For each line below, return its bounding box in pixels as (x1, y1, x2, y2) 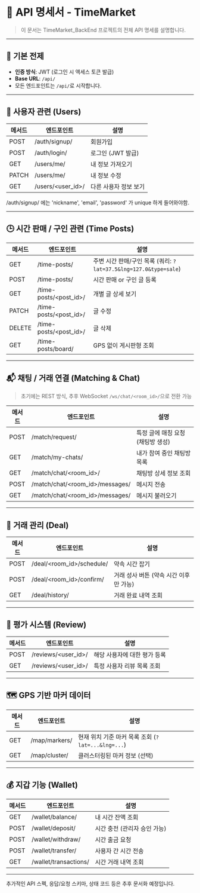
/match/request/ (31, 433, 77, 441)
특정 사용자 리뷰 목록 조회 (93, 662, 161, 670)
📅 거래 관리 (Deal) (6, 520, 69, 530)
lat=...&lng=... (78, 742, 124, 748)
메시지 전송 (136, 481, 165, 489)
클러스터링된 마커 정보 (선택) (78, 751, 154, 760)
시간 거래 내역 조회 (95, 858, 144, 867)
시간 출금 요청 (95, 836, 132, 844)
